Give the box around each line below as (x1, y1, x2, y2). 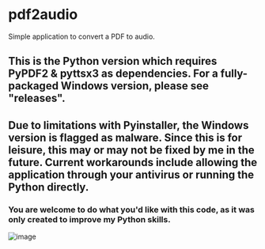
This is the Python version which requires (8, 55, 218, 68)
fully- (220, 67, 248, 81)
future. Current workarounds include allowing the (8, 156, 258, 169)
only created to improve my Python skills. (8, 213, 172, 224)
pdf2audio (8, 6, 78, 24)
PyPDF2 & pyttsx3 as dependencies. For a (8, 67, 219, 81)
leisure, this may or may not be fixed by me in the (8, 143, 255, 157)
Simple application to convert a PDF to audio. (8, 32, 156, 41)
